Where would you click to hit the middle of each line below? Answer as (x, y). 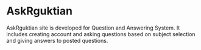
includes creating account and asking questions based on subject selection (101, 34)
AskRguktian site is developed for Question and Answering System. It (93, 28)
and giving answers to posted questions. (57, 40)
